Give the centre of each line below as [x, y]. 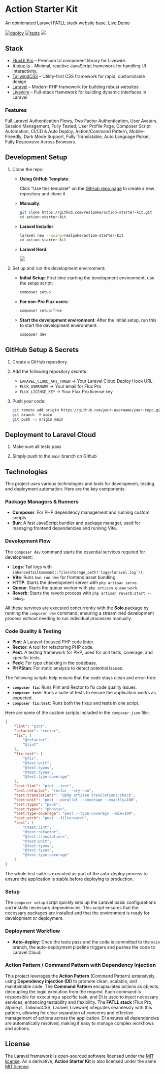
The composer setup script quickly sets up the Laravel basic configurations [81, 902]
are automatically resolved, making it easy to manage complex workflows [80, 1023]
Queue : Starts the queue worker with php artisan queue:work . [75, 587]
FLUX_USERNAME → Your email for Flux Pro [60, 386]
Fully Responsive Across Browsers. [41, 142]
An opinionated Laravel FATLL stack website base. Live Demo [67, 23]
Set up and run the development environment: [59, 268]
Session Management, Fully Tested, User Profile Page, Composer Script [78, 126]
